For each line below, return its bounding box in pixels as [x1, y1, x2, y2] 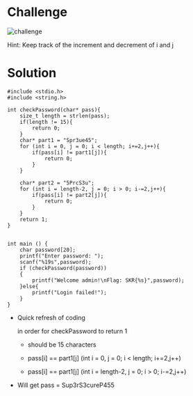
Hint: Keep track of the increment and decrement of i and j [7, 40, 174, 49]
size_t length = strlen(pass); [19, 112, 110, 119]
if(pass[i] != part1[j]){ [32, 149, 108, 156]
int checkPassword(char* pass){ [7, 106, 101, 113]
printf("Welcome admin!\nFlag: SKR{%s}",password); [32, 276, 185, 284]
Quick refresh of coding [17, 313, 85, 322]
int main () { [7, 240, 49, 247]
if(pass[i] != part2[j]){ [32, 191, 108, 198]
